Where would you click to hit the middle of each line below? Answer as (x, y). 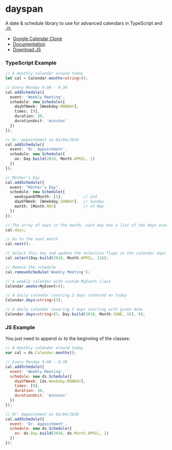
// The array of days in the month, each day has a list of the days (81, 225)
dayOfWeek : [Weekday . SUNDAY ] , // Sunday (59, 202)
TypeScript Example (31, 63)
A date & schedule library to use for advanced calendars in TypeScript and (84, 23)
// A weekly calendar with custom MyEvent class (58, 281)
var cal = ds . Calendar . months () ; (41, 353)
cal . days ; (16, 230)
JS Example (20, 327)
